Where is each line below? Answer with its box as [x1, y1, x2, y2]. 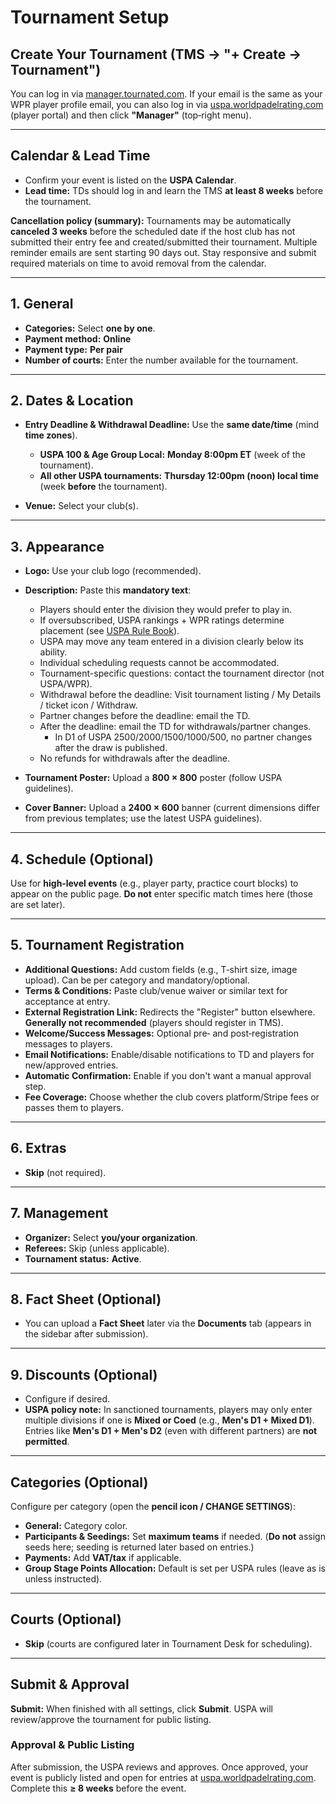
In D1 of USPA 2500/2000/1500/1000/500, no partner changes [54, 731, 313, 743]
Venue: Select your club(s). [24, 500, 139, 512]
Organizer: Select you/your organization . [24, 1231, 198, 1243]
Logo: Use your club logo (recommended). [24, 565, 202, 577]
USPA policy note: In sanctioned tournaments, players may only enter [24, 1404, 313, 1416]
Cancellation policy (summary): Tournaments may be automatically [10, 214, 292, 226]
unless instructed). [24, 1572, 103, 1585]
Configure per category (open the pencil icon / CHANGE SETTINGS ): [10, 1500, 296, 1512]
